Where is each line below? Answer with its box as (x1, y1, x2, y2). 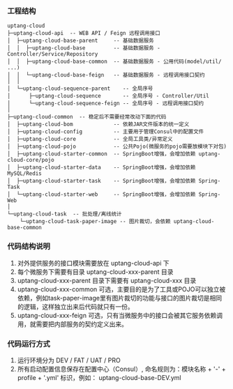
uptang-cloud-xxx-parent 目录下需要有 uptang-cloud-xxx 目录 (17, 276, 197, 284)
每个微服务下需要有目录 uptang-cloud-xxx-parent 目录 (17, 267, 174, 276)
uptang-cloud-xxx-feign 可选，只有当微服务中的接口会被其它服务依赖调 (17, 311, 223, 319)
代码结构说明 (7, 242, 51, 252)
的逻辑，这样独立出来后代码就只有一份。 (17, 302, 134, 311)
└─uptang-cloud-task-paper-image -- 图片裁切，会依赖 (20, 218, 171, 225)
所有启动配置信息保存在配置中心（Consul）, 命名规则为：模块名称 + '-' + (17, 365, 226, 373)
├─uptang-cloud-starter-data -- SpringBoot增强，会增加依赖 (16, 164, 196, 171)
